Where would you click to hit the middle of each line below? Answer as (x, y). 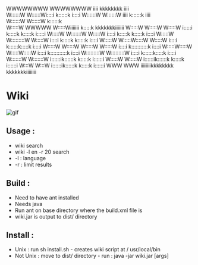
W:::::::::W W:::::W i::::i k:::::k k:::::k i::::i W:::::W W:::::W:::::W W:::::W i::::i (92, 40)
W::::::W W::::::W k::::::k (34, 21)
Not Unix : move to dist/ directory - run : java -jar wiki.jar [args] (92, 256)
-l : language (30, 158)
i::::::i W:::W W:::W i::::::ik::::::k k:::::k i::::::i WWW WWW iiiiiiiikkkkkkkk (90, 66)
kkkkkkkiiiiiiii (21, 72)
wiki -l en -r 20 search (42, 152)
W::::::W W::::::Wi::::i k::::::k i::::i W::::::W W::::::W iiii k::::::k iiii (78, 15)
